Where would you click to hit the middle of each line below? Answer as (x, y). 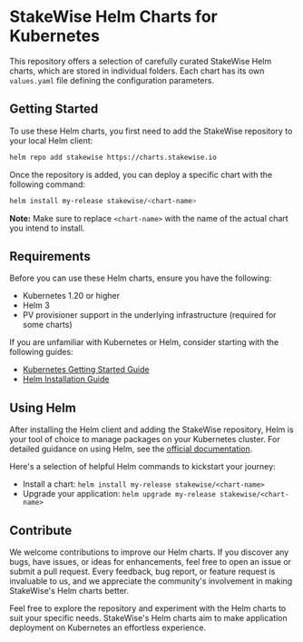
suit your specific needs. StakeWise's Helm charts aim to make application (148, 617)
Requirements (50, 256)
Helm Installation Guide (66, 380)
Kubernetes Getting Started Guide (86, 370)
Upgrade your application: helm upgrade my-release (119, 494)
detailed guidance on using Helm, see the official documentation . (131, 449)
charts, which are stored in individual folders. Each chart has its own (137, 71)
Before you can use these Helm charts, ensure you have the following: (141, 278)
